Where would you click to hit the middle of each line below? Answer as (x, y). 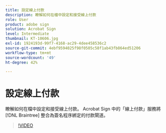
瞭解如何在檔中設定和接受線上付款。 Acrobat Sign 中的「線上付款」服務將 (83, 109)
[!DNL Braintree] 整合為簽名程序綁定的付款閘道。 (57, 115)
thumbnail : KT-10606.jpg (32, 39)
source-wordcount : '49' (31, 58)
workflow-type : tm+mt (28, 53)
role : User (17, 19)
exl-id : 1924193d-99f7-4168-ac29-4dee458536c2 (56, 43)
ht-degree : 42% (22, 62)
